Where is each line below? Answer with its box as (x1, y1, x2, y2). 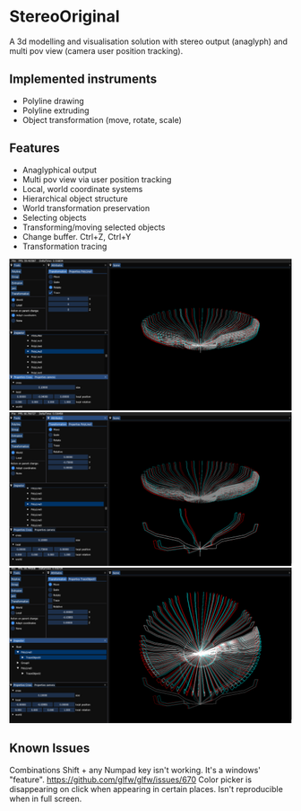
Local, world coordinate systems (21, 183, 143, 194)
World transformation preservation (21, 202, 150, 213)
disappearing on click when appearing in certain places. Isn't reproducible (9, 783, 284, 794)
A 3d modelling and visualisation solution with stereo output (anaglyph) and (9, 36, 288, 47)
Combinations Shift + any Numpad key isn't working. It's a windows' (9, 764, 262, 775)
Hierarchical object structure (21, 193, 128, 204)
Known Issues (9, 741, 90, 756)
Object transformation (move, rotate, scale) (21, 114, 182, 125)
